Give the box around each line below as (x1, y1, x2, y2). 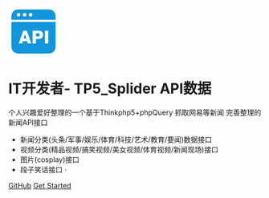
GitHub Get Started (8, 180, 71, 190)
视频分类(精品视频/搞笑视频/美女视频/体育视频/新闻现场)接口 (19, 144, 219, 154)
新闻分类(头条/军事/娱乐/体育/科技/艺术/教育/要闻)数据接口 (19, 135, 213, 144)
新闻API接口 (8, 117, 48, 127)
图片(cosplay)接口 (19, 155, 80, 164)
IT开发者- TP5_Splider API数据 (8, 79, 212, 98)
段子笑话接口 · (19, 164, 67, 174)
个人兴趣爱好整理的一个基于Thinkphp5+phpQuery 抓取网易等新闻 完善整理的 (8, 107, 262, 117)
